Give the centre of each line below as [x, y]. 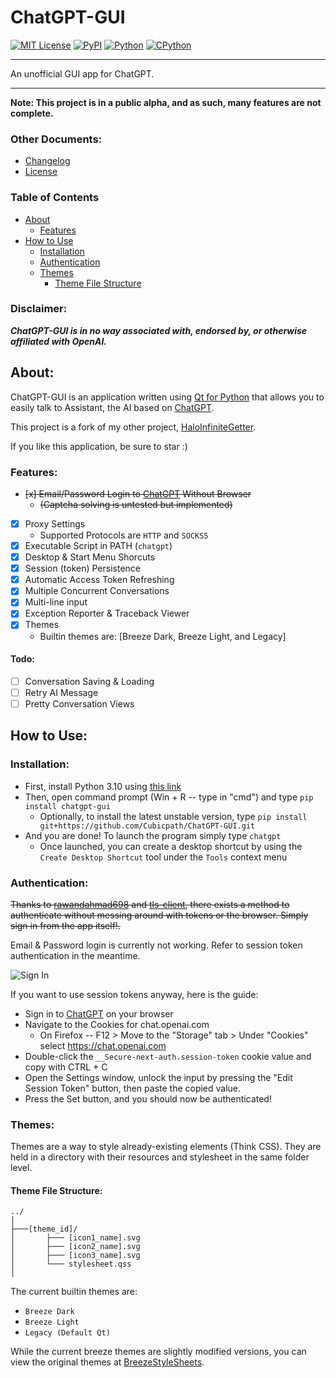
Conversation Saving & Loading [89, 681]
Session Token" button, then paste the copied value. [133, 1088]
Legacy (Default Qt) [67, 1333]
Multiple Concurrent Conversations [97, 591]
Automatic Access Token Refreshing [99, 580]
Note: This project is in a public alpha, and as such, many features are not [166, 102]
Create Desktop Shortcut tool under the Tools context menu [163, 857]
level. [21, 1168]
